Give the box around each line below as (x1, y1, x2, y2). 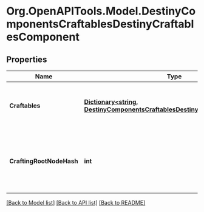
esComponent (6, 30, 80, 44)
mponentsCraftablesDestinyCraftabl (6, 17, 194, 31)
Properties (6, 54, 47, 64)
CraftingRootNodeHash (9, 157, 79, 165)
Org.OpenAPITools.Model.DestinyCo (6, 4, 196, 18)
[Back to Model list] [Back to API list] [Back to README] (6, 199, 146, 206)
